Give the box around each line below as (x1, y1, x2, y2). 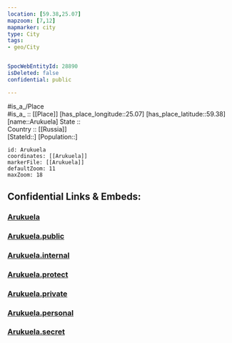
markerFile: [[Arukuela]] (7, 159, 84, 166)
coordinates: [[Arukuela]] (7, 152, 88, 159)
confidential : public (7, 76, 72, 83)
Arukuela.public (7, 231, 65, 241)
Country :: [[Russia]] (7, 124, 67, 133)
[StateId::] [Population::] (7, 132, 78, 141)
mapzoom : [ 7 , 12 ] (7, 17, 56, 24)
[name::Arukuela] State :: (7, 117, 81, 126)
